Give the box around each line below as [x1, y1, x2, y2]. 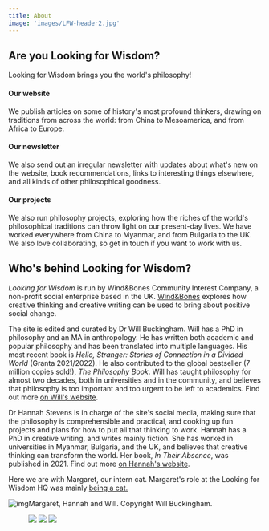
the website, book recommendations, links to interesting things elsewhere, [8, 168, 255, 177]
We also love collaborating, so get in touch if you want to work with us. [8, 238, 243, 248]
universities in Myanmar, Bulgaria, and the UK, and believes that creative [8, 442, 248, 452]
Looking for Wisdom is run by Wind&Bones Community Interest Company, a [8, 282, 259, 293]
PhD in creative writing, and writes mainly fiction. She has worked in [8, 433, 234, 443]
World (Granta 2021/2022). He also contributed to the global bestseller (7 [8, 358, 251, 367]
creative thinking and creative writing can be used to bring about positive [8, 300, 251, 310]
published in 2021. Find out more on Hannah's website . [8, 459, 190, 468]
